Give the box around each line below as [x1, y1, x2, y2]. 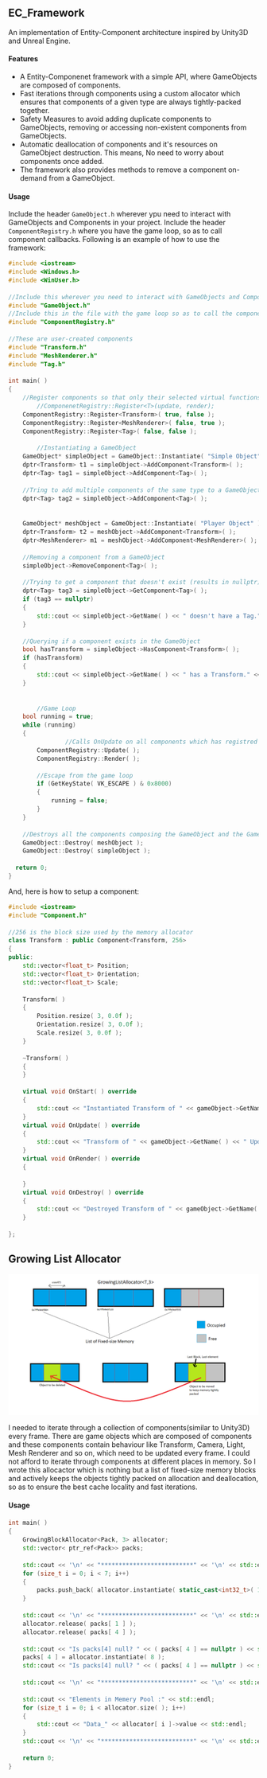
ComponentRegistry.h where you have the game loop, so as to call [8, 226, 222, 236]
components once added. [19, 157, 105, 166]
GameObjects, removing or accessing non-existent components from [19, 123, 247, 132]
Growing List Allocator [8, 1253, 122, 1266]
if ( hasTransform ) [22, 654, 83, 662]
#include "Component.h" [8, 911, 87, 919]
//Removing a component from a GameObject [22, 553, 165, 561]
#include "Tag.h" [8, 360, 66, 368]
